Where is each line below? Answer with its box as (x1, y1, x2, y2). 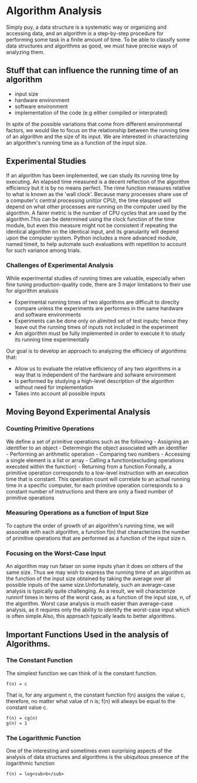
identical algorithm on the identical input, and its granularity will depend (6, 228, 179, 235)
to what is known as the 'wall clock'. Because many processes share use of (6, 190, 188, 197)
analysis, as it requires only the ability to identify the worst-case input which (6, 606, 190, 613)
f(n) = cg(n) (6, 715, 38, 721)
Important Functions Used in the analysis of (6, 630, 169, 640)
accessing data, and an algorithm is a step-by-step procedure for (6, 29, 164, 36)
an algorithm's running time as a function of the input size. (6, 139, 147, 146)
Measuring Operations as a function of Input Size (6, 509, 149, 517)
